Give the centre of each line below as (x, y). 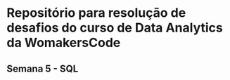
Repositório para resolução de (96, 13)
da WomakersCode (64, 43)
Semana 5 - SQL (43, 68)
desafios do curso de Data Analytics (115, 28)
